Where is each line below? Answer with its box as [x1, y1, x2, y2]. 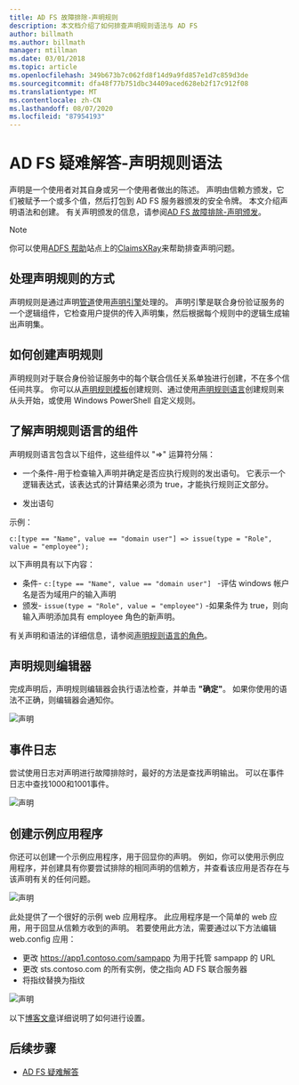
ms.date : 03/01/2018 [9, 54, 86, 63]
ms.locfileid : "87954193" [9, 112, 105, 121]
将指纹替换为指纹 [21, 975, 85, 985]
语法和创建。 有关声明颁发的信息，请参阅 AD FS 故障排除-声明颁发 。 [16, 206, 267, 218]
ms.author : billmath [9, 37, 86, 47]
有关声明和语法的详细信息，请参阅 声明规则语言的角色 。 [9, 630, 212, 640]
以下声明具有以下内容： [9, 559, 95, 569]
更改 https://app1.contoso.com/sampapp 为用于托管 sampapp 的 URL [21, 952, 276, 963]
